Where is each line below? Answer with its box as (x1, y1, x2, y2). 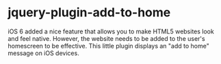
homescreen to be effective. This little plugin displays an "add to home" (8, 42, 209, 50)
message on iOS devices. (8, 49, 79, 57)
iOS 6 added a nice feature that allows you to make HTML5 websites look (8, 27, 214, 35)
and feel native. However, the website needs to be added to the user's (8, 34, 205, 42)
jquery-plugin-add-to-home (8, 5, 171, 20)
